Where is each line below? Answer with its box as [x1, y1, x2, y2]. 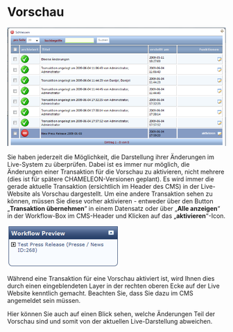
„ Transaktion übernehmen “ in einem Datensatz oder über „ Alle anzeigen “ [7, 205, 221, 213]
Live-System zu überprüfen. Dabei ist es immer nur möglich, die [7, 160, 190, 169]
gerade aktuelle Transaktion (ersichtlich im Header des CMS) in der [7, 183, 200, 191]
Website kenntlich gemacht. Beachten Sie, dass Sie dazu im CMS [7, 289, 193, 297]
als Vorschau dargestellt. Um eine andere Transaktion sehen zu [32, 190, 213, 198]
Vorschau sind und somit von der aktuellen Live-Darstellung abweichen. [7, 317, 213, 326]
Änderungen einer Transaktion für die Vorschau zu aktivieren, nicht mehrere [7, 167, 225, 176]
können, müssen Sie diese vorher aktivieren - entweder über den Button [7, 197, 214, 205]
